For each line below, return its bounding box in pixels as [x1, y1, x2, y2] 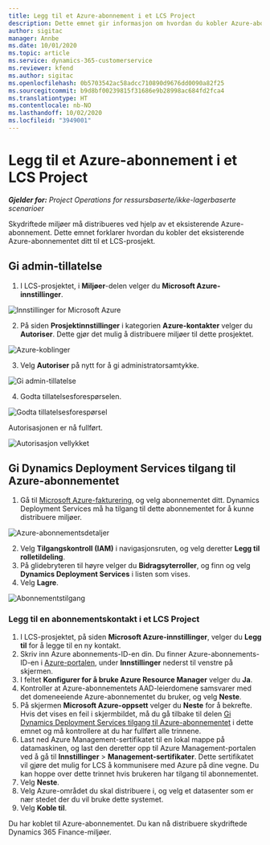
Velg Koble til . [19, 802, 67, 813]
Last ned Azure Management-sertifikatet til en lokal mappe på [19, 734, 225, 744]
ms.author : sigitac [8, 72, 74, 80]
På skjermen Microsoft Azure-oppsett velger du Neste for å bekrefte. [19, 700, 253, 710]
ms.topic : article [8, 49, 70, 57]
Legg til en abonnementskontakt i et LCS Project [8, 613, 200, 624]
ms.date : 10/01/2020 [8, 42, 78, 50]
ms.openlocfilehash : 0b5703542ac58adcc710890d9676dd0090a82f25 [8, 79, 225, 87]
